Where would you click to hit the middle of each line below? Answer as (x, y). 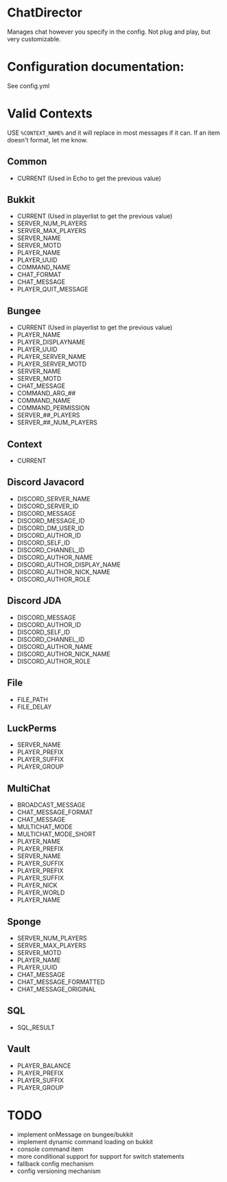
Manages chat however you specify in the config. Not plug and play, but (109, 32)
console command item (50, 1149)
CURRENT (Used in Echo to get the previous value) (89, 178)
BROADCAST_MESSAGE (51, 805)
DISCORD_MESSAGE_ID (51, 521)
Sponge (24, 922)
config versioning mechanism (59, 1171)
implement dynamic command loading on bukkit (85, 1141)
